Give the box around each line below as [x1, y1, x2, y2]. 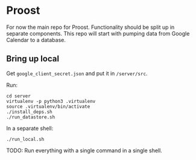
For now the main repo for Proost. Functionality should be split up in [6, 23, 175, 31]
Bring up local [6, 54, 59, 64]
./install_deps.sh [6, 109, 52, 115]
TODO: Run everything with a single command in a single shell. [6, 147, 163, 154]
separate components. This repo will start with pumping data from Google [6, 29, 190, 37]
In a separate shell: [6, 125, 54, 132]
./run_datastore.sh [6, 114, 55, 120]
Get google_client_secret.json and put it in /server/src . [6, 70, 148, 77]
